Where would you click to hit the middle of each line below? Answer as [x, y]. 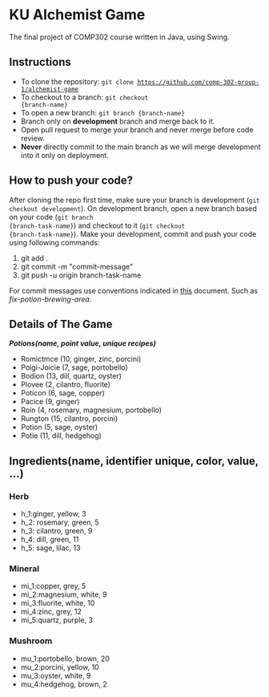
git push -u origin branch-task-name [81, 275]
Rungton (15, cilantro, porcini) [69, 419]
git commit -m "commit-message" [77, 266]
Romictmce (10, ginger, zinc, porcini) [81, 359]
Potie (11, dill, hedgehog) [61, 436]
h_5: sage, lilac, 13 [50, 548]
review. [32, 138]
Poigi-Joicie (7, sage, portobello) [74, 367]
